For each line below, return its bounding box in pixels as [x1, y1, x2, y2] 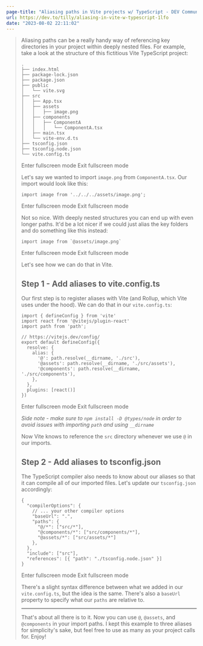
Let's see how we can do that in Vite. [21, 261, 114, 268]
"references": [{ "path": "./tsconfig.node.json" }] [27, 556, 163, 562]
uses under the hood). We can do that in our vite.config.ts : [21, 301, 172, 309]
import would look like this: [21, 180, 88, 188]
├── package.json [21, 77, 65, 84]
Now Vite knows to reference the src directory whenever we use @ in [21, 433, 192, 440]
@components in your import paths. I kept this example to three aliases [21, 620, 192, 627]
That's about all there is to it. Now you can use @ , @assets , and [21, 614, 176, 621]
